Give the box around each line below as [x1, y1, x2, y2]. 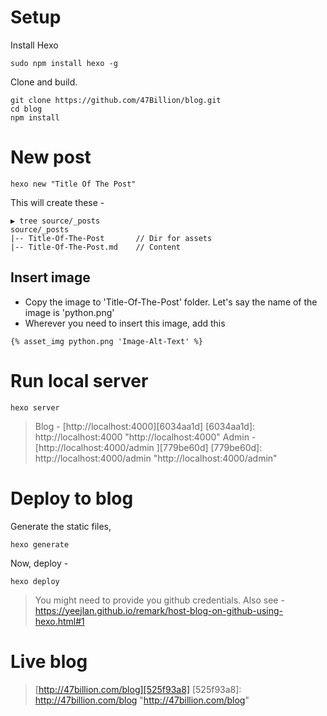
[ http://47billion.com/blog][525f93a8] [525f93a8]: [34, 683, 242, 695]
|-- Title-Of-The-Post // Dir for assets [10, 233, 213, 243]
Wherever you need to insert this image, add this [24, 317, 226, 329]
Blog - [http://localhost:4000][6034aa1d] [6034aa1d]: [34, 420, 256, 432]
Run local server [10, 369, 149, 392]
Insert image [10, 269, 91, 286]
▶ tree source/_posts [10, 216, 101, 226]
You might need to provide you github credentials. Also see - [34, 594, 285, 606]
